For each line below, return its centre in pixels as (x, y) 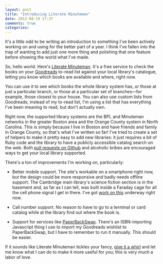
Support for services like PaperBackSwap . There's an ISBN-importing (82, 222)
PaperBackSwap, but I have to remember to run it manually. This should (84, 232)
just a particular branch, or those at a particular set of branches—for (73, 92)
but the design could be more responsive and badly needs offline (77, 177)
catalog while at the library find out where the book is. (66, 212)
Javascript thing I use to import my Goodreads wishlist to (69, 227)
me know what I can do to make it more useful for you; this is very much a (79, 252)
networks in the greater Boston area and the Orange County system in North (82, 122)
